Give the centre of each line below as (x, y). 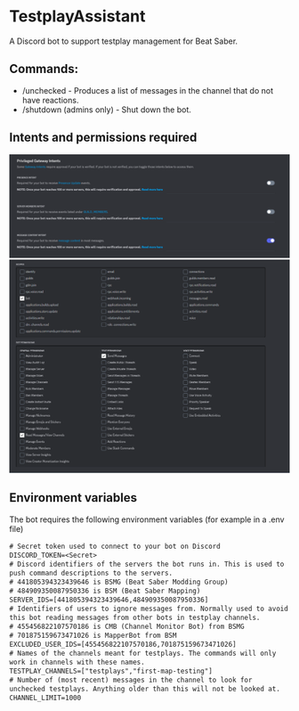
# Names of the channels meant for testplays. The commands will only (143, 653)
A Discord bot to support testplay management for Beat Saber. (124, 41)
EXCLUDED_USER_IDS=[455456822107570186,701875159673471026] (123, 644)
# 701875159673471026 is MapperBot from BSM (93, 635)
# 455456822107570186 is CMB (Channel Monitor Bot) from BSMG (127, 626)
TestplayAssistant (77, 16)
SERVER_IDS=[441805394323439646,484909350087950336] (109, 600)
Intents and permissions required (103, 138)
